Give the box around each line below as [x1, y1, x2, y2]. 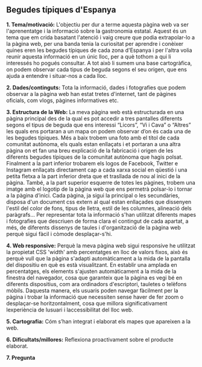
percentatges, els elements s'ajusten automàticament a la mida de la [6, 267, 177, 275]
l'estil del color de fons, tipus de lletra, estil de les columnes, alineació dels [6, 205, 192, 212]
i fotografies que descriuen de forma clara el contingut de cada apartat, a [6, 217, 189, 225]
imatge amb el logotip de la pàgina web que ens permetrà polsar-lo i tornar [6, 185, 192, 193]
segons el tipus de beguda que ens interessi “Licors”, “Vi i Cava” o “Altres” [6, 121, 191, 129]
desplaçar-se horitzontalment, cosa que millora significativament [6, 299, 168, 307]
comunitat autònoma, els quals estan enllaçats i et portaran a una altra [6, 140, 181, 147]
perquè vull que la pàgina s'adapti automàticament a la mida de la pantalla [6, 255, 191, 262]
